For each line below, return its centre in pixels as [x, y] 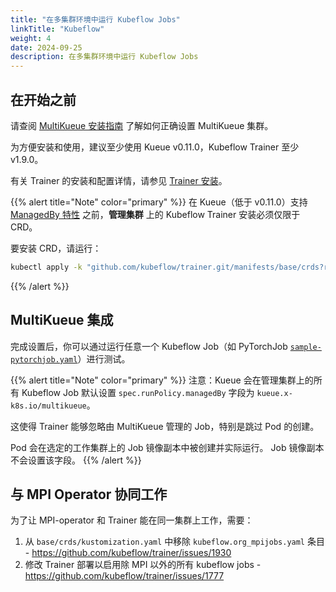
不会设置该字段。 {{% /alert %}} [76, 460]
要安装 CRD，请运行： [56, 248]
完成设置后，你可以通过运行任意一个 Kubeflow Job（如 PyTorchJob [149, 346]
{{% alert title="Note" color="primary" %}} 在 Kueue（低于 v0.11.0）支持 [159, 202]
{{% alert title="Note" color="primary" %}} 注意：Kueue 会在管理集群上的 [162, 380]
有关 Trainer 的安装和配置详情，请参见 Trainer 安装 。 [119, 180]
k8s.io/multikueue [48, 406]
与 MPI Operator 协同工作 [89, 494]
